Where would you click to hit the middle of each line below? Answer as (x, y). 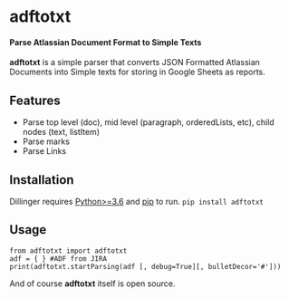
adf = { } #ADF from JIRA (58, 259)
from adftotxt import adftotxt (68, 251)
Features (35, 100)
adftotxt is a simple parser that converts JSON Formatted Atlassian (135, 62)
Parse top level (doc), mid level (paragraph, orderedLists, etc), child (148, 122)
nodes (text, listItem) (61, 132)
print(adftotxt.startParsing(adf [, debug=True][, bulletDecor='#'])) (145, 266)
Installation (42, 180)
